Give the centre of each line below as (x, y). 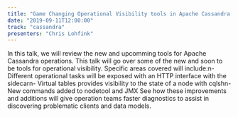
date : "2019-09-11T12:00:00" (50, 20)
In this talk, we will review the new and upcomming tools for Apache (107, 54)
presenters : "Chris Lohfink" (50, 33)
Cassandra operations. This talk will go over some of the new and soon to (115, 61)
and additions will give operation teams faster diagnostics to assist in (108, 99)
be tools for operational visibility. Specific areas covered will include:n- (111, 68)
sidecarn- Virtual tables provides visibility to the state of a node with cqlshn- (119, 84)
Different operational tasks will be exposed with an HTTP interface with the (117, 76)
